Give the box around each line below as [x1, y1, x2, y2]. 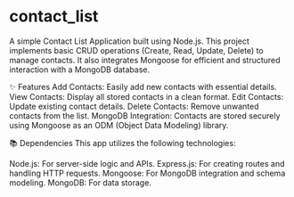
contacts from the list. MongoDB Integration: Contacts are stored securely [9, 110, 281, 121]
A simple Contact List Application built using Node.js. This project [9, 36, 249, 46]
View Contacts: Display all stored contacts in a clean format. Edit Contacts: [9, 91, 283, 102]
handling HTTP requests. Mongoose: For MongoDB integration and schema [9, 168, 286, 178]
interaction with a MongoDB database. [9, 64, 151, 75]
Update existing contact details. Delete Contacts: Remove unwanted [9, 101, 260, 111]
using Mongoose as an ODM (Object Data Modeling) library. [9, 119, 229, 130]
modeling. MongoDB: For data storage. [9, 176, 151, 188]
